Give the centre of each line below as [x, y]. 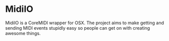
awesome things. [23, 33]
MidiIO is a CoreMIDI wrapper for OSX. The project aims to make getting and [84, 23]
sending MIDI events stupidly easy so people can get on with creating [78, 28]
